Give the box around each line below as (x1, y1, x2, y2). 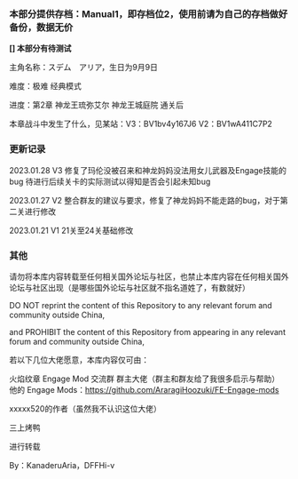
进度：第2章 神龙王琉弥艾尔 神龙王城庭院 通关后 (9, 100, 184, 110)
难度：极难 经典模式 (9, 81, 82, 92)
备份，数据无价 (9, 20, 74, 33)
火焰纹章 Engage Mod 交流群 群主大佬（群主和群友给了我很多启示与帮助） (9, 373, 280, 384)
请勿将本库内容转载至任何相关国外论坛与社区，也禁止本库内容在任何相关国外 (9, 271, 289, 282)
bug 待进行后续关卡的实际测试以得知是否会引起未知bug (9, 176, 211, 187)
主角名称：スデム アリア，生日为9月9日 (9, 62, 158, 73)
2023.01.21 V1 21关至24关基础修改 (9, 225, 134, 236)
